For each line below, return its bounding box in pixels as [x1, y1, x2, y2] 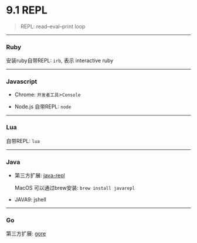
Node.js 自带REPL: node [14, 103, 72, 110]
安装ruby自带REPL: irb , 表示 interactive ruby [6, 57, 114, 64]
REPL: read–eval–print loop [20, 23, 86, 30]
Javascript [6, 77, 38, 85]
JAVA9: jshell [14, 196, 47, 203]
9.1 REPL [6, 4, 48, 17]
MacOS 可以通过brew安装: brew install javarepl [14, 184, 135, 191]
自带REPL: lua [6, 137, 40, 144]
